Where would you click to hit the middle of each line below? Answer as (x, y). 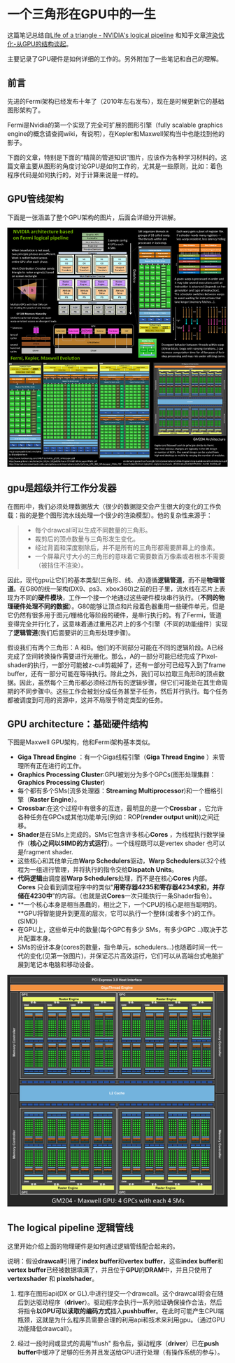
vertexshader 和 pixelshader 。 (53, 1278)
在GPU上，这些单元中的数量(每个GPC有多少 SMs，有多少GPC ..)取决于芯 (122, 930)
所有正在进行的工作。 (54, 766)
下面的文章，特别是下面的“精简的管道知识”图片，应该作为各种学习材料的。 (114, 157)
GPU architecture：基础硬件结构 (78, 724)
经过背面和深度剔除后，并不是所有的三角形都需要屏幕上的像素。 (127, 547)
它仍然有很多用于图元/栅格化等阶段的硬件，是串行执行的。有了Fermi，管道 (115, 615)
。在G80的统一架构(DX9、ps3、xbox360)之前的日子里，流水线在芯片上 (116, 589)
